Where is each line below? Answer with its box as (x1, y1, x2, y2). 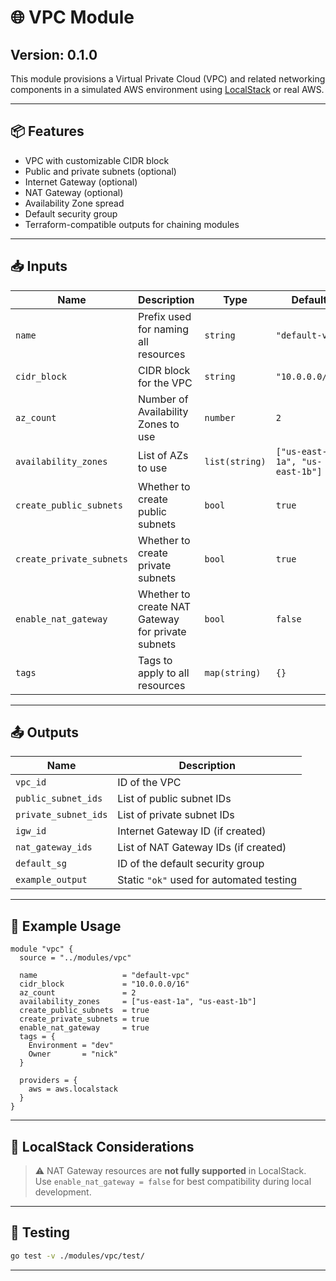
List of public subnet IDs (117, 792, 232, 806)
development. (34, 1186, 92, 1198)
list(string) (204, 456, 267, 467)
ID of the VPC (117, 776, 182, 790)
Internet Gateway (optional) (24, 176, 138, 188)
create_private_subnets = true (19, 1014, 150, 1025)
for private (138, 624, 187, 638)
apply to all (138, 666, 190, 680)
